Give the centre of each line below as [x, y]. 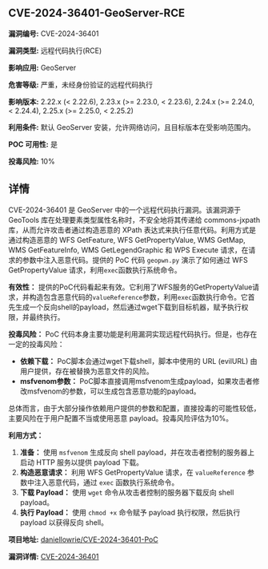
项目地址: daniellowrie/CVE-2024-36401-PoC [83, 539]
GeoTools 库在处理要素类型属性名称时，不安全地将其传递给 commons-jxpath [134, 220]
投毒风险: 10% [32, 161]
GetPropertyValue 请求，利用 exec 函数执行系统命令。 [95, 270]
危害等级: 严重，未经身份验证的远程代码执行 [81, 84]
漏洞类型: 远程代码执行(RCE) [55, 50]
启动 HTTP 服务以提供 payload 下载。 [82, 462]
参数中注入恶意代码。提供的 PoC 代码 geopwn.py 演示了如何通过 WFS [135, 260]
